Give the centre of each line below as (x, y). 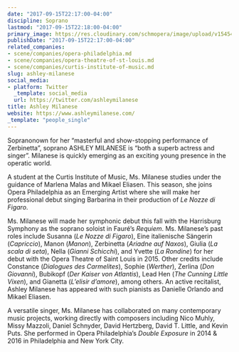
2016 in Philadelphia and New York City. (66, 341)
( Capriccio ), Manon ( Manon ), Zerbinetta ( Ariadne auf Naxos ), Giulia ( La (113, 244)
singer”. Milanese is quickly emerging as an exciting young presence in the (117, 155)
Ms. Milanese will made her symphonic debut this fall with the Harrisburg (114, 221)
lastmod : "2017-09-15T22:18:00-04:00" (65, 27)
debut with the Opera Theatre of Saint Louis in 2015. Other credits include (115, 259)
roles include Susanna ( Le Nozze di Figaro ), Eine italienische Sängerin (110, 236)
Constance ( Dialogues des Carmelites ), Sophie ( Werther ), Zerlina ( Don (111, 266)
